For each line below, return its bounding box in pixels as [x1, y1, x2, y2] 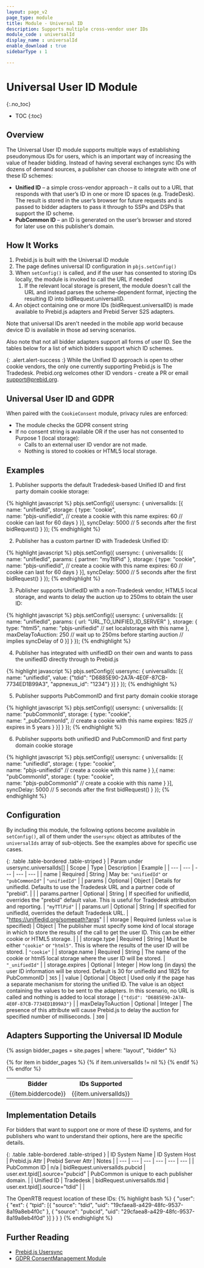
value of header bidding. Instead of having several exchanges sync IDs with [6, 159, 197, 166]
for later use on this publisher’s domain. [15, 222, 114, 230]
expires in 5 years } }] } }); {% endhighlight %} [6, 723, 122, 731]
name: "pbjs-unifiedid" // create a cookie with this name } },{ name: [6, 766, 175, 774]
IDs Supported [79, 1079, 122, 1088]
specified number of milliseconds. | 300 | [6, 1013, 108, 1020]
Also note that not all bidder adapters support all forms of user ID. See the [6, 338, 192, 345]
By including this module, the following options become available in [6, 826, 175, 834]
